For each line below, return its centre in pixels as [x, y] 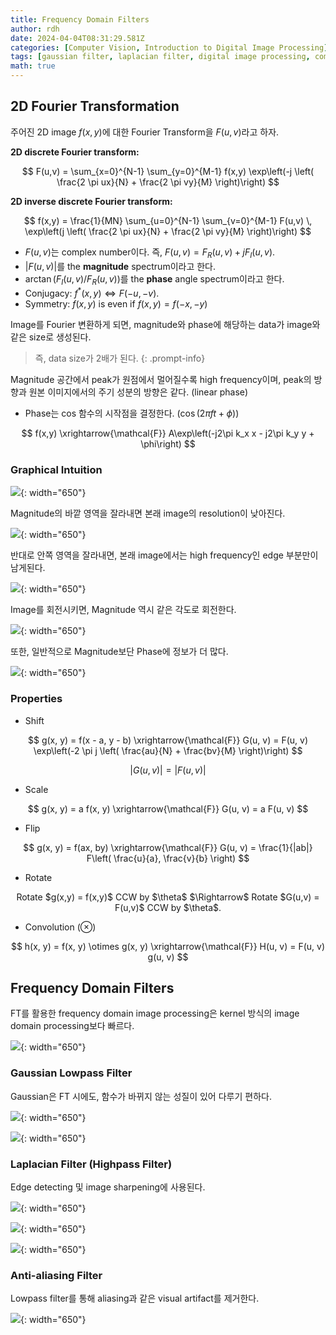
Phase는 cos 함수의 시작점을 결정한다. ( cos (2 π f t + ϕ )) [132, 413]
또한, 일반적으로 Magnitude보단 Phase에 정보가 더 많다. [119, 652]
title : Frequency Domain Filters [80, 19]
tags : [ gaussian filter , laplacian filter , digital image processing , [160, 57]
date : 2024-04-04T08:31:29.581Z [77, 38]
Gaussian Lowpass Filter [71, 1073]
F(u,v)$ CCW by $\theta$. [168, 907]
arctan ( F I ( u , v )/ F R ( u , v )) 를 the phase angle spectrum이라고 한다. [154, 279]
